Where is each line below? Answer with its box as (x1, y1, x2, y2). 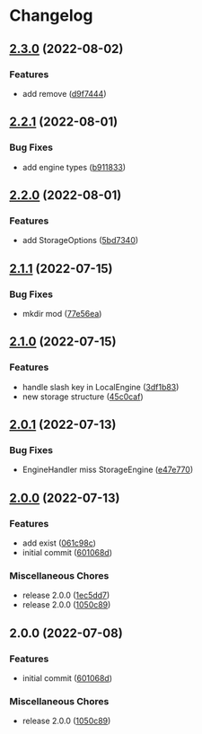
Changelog (9, 5, 93, 26)
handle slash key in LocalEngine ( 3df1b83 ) (22, 381, 180, 392)
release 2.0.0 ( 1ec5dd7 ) (22, 590, 110, 601)
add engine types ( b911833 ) (22, 162, 127, 172)
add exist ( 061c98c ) (22, 537, 97, 548)
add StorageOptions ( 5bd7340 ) (22, 235, 139, 246)
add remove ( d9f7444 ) (22, 88, 107, 99)
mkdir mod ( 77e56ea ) (22, 308, 102, 319)
